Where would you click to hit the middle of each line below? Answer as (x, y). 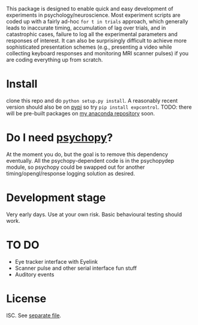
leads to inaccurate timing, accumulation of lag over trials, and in (86, 28)
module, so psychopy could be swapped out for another (76, 167)
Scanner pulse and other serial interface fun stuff (76, 268)
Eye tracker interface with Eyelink (56, 261)
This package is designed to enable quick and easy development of (90, 9)
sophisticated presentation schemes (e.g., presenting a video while (89, 47)
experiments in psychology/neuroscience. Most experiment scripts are (94, 15)
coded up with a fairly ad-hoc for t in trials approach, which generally (97, 21)
